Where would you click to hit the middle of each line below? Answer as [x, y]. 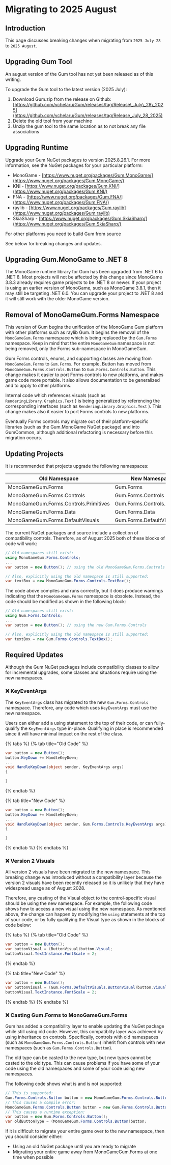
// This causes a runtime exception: [45, 1112]
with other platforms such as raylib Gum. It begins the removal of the [77, 332]
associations [26, 131]
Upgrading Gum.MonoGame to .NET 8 [67, 260]
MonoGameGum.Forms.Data [42, 512]
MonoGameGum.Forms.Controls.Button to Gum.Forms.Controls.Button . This [81, 370]
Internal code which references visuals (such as [55, 395]
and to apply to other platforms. [38, 386]
